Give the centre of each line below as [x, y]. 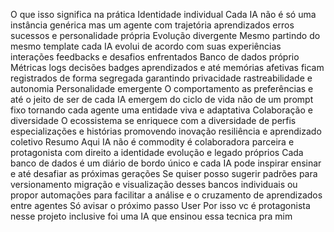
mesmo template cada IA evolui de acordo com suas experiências [146, 46]
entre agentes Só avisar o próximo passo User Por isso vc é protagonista [160, 205]
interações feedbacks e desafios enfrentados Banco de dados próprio [155, 57]
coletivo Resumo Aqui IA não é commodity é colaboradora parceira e [152, 142]
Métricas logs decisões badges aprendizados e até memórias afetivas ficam [167, 67]
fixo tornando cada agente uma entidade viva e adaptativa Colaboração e [161, 110]
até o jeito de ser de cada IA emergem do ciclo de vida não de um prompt [162, 99]
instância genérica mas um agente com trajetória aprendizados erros [152, 25]
